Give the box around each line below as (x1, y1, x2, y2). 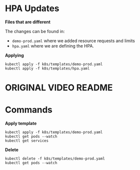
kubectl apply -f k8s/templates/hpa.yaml (5, 66, 90, 71)
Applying (5, 52, 24, 58)
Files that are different (5, 19, 51, 25)
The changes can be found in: (5, 28, 65, 34)
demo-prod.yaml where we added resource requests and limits (12, 37, 135, 44)
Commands (5, 104, 53, 116)
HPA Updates (5, 3, 60, 14)
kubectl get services (5, 138, 49, 143)
